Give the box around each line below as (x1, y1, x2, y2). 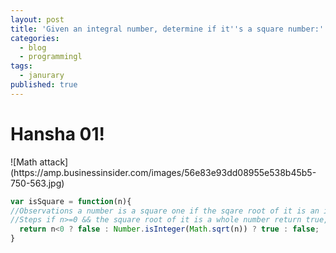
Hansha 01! (10, 122, 106, 145)
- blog (19, 42, 47, 53)
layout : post (10, 14, 65, 25)
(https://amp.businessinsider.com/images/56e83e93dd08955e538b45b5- (10, 166, 317, 178)
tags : (10, 61, 33, 71)
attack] (39, 156, 69, 168)
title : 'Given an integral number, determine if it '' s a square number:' (10, 24, 325, 34)
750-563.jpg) (10, 177, 65, 189)
